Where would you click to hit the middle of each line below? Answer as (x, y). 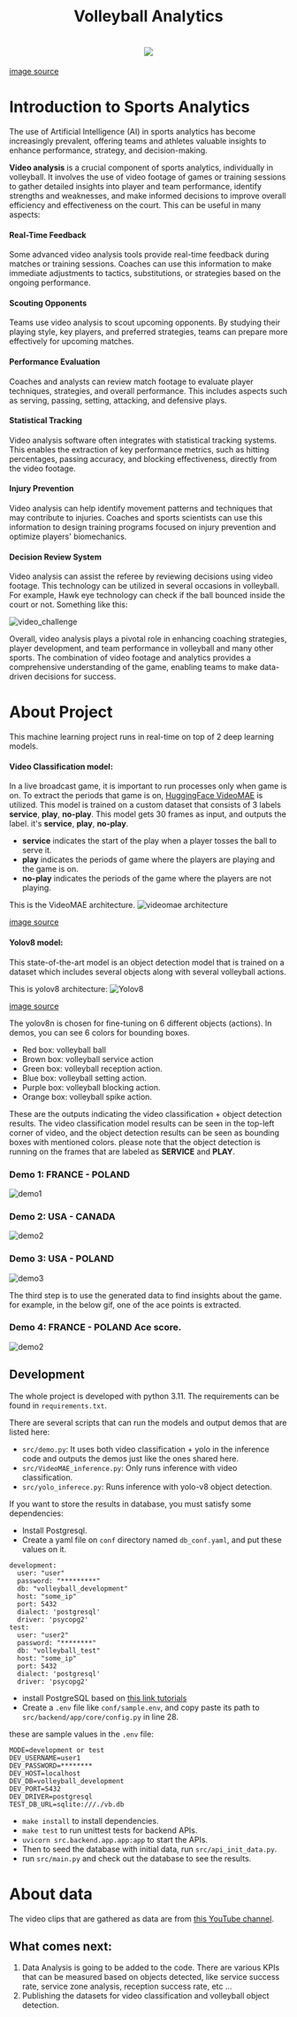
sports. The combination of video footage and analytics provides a (130, 658)
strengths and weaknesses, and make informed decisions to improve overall (148, 196)
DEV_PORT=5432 (35, 1789)
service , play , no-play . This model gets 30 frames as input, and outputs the (148, 814)
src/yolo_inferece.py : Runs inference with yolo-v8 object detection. (147, 1486)
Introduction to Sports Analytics (129, 107)
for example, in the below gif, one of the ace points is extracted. (125, 1305)
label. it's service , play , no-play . (69, 824)
